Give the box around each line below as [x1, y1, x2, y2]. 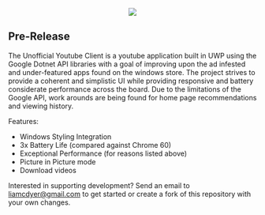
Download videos [19, 165, 77, 175]
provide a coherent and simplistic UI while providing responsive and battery [8, 76, 254, 85]
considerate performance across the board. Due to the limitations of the [8, 84, 242, 94]
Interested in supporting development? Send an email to [8, 180, 191, 190]
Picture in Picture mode [19, 157, 96, 166]
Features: [8, 116, 39, 126]
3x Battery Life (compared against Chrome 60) [19, 140, 172, 149]
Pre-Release [8, 30, 70, 43]
